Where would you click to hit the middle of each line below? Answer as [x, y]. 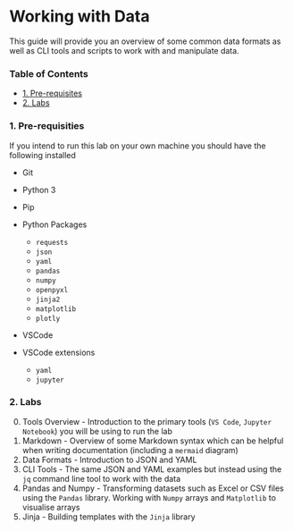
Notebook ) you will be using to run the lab [97, 431]
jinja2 [48, 299]
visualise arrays [51, 507]
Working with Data [80, 17]
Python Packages [54, 224]
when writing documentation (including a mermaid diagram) [130, 450]
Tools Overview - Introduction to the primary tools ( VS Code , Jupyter [147, 421]
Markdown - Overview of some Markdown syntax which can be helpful [153, 441]
